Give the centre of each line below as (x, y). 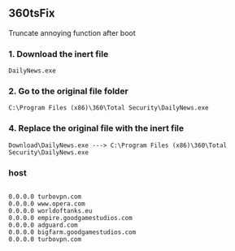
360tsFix (32, 13)
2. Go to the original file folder (68, 91)
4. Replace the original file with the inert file (96, 128)
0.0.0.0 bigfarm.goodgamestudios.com (72, 232)
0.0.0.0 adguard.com (44, 225)
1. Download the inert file (59, 54)
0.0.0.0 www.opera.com (47, 204)
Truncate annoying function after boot (72, 32)
